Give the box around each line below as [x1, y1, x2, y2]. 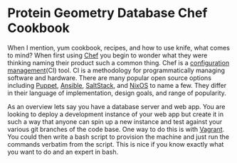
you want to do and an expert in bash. [7, 147, 119, 156]
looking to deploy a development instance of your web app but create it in [7, 110, 224, 118]
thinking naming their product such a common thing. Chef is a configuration [7, 58, 230, 67]
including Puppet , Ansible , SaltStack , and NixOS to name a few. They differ [7, 81, 227, 89]
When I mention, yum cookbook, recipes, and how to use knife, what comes [7, 43, 230, 52]
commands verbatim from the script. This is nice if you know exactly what [7, 140, 224, 148]
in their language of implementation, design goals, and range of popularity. [7, 89, 226, 97]
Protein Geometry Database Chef [7, 5, 208, 21]
